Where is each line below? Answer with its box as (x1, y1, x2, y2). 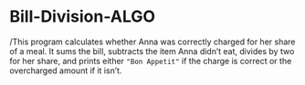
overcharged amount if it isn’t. (9, 65, 122, 76)
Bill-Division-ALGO (9, 6, 156, 27)
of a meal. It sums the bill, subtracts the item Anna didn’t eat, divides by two (9, 45, 295, 56)
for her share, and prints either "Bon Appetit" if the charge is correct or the (9, 55, 292, 66)
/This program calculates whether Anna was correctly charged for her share (9, 36, 296, 47)
